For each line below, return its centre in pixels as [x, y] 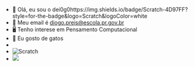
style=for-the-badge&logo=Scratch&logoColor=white [80, 16]
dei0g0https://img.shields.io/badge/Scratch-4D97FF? [120, 10]
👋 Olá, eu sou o [31, 10]
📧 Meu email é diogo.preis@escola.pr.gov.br [68, 22]
